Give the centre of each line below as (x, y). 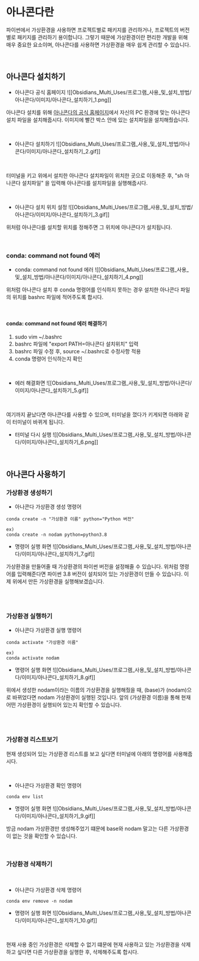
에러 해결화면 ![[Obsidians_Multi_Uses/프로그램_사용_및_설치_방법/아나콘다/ (103, 383)
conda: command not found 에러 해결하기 (57, 323)
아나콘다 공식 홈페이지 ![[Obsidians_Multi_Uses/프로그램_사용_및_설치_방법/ (103, 92)
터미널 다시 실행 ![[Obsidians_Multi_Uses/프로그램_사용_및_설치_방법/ (96, 435)
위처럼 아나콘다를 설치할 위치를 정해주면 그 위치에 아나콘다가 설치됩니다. (89, 227)
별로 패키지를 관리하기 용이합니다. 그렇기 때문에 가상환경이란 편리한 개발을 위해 (97, 37)
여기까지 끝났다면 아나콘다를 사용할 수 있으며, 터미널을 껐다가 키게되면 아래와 (95, 414)
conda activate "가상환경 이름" (42, 643)
